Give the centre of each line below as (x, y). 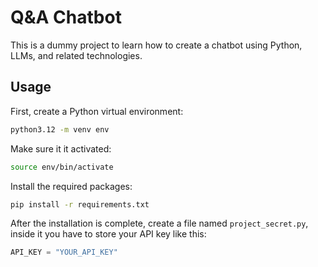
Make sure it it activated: (61, 148)
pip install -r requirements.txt (80, 204)
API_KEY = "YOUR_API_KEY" (64, 252)
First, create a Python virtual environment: (97, 111)
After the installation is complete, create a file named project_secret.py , (159, 223)
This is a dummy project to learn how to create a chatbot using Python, (156, 45)
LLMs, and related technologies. (76, 55)
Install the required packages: (71, 186)
